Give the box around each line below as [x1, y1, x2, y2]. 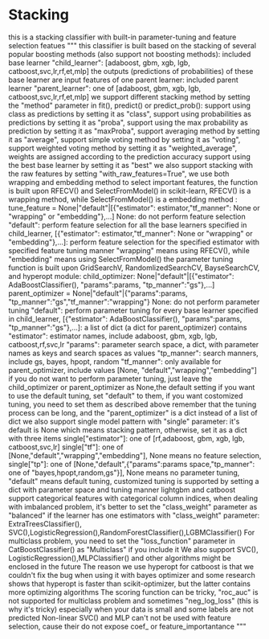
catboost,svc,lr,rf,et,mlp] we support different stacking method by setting [8, 92, 251, 101]
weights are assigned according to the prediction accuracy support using [8, 151, 251, 162]
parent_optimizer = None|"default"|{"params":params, [8, 288, 189, 298]
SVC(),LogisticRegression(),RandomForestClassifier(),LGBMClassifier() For [8, 527, 255, 537]
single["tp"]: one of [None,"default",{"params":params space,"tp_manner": [8, 459, 255, 469]
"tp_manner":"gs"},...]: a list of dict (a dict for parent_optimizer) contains [8, 322, 247, 332]
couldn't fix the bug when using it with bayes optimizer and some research [8, 570, 255, 580]
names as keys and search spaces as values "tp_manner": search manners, [8, 348, 259, 358]
